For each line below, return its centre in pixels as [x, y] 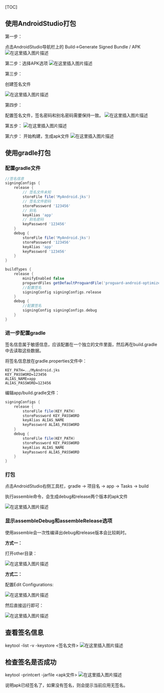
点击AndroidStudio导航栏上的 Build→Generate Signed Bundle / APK [73, 46]
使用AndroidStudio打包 [41, 24]
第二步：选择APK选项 [27, 63]
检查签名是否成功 [31, 662]
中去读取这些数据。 [24, 350]
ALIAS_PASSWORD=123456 [28, 383]
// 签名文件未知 [37, 192]
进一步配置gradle [25, 333]
